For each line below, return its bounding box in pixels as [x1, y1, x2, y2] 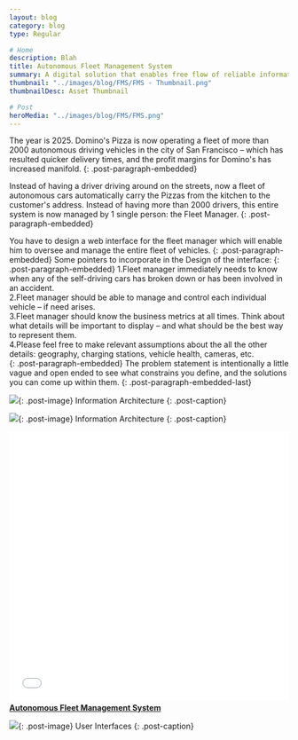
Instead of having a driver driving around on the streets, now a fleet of [9, 181, 266, 192]
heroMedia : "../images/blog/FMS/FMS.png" [9, 111, 165, 120]
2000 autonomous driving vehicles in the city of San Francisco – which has [9, 145, 284, 155]
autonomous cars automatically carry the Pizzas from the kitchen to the [9, 190, 271, 201]
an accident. [9, 283, 55, 294]
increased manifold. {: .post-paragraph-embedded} [9, 163, 198, 174]
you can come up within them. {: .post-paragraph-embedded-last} [9, 377, 252, 388]
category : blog [9, 21, 66, 30]
